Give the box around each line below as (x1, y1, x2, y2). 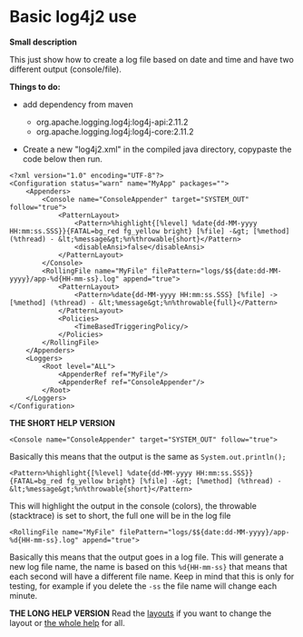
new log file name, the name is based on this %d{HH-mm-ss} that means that (9, 561, 288, 572)
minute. (9, 590, 38, 601)
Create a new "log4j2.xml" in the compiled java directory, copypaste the (22, 144, 292, 154)
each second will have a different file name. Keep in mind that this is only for (9, 571, 295, 582)
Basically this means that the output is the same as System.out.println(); (9, 451, 287, 462)
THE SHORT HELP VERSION (9, 417, 115, 428)
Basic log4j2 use (9, 6, 138, 27)
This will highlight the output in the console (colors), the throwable (9, 500, 257, 511)
